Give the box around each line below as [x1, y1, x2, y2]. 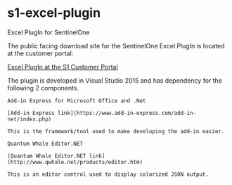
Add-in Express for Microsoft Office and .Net [7, 97, 146, 104]
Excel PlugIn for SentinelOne [7, 28, 90, 36]
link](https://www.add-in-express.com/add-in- [57, 109, 197, 116]
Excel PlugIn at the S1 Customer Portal [7, 62, 118, 71]
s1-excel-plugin [7, 5, 101, 21]
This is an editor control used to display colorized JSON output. [7, 170, 210, 178]
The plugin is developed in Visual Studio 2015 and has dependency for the [7, 76, 223, 85]
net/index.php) [7, 116, 52, 123]
